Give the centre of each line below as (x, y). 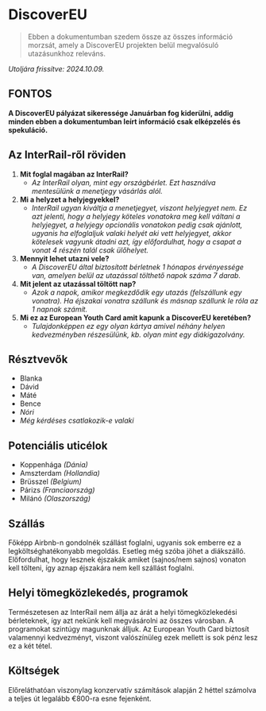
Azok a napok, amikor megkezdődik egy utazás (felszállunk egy (137, 292)
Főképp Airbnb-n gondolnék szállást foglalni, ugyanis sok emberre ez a (125, 543)
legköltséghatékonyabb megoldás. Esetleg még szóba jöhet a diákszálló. (127, 551)
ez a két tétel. (31, 646)
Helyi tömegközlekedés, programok (98, 593)
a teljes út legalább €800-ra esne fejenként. (80, 698)
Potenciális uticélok (58, 445)
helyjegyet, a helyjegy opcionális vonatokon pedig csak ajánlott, (137, 225)
